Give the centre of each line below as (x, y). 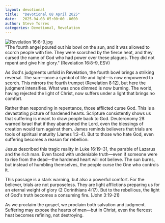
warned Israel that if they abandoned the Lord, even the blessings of (74, 124)
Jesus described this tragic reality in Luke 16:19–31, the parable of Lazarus (80, 149)
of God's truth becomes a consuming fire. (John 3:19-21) (62, 195)
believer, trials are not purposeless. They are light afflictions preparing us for (82, 185)
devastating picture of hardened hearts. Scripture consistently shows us (78, 113)
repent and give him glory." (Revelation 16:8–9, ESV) (58, 63)
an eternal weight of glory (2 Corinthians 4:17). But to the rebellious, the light (82, 190)
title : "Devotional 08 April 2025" (42, 14)
